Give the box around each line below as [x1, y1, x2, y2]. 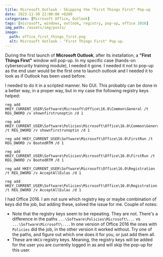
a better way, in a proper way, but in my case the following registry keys [5, 87, 149, 93]
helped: [5, 93, 20, 99]
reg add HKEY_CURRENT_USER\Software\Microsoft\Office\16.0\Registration [5, 166, 155, 171]
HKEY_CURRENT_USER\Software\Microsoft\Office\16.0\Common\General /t [5, 106, 149, 111]
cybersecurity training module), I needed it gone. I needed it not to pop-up [5, 62, 154, 68]
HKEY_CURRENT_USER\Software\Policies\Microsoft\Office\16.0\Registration [5, 183, 158, 188]
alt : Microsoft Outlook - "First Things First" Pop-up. [9, 39, 125, 44]
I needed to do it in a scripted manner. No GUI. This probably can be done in [5, 82, 158, 88]
